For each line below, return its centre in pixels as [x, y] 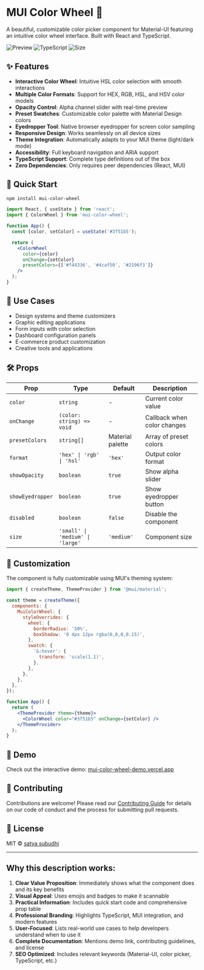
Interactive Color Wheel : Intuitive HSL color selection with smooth [98, 81]
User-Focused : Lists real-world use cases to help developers [92, 928]
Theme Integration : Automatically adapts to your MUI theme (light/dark [104, 139]
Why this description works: [61, 868]
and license [29, 947]
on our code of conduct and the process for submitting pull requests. [93, 809]
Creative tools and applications [54, 348]
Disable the [161, 514]
